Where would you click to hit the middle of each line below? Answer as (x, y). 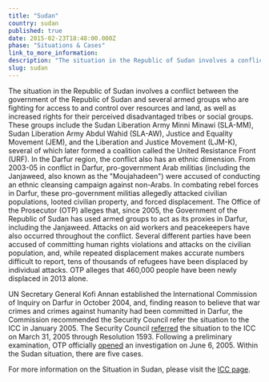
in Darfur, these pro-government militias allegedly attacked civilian (118, 193)
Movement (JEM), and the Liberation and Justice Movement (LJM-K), (123, 142)
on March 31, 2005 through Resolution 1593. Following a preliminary (120, 336)
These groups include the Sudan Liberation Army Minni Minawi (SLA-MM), (131, 124)
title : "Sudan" (34, 16)
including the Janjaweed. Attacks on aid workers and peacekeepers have (129, 227)
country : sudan (34, 23)
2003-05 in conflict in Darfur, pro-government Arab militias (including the (129, 167)
